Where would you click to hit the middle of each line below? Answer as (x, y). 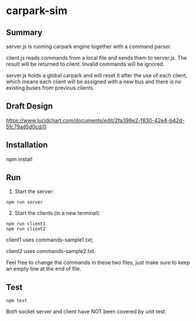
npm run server (25, 202)
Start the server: (34, 192)
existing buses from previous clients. (50, 88)
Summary (24, 33)
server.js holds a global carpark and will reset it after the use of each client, (97, 75)
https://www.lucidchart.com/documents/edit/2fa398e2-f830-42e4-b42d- (95, 120)
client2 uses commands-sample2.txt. (51, 251)
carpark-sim (37, 11)
